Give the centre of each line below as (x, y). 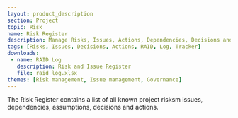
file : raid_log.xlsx (47, 73)
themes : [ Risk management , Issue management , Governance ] (95, 79)
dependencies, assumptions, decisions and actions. (83, 107)
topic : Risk (25, 27)
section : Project (33, 20)
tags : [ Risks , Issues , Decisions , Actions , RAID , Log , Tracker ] (104, 47)
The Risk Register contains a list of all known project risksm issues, (105, 100)
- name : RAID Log (36, 60)
